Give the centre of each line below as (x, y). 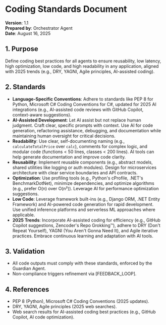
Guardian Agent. (29, 269)
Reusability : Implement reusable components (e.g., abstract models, (83, 162)
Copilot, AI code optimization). (43, 317)
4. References (27, 289)
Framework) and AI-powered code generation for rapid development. (83, 204)
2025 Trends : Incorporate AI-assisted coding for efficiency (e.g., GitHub (86, 220)
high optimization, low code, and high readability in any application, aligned (82, 66)
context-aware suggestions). (42, 114)
